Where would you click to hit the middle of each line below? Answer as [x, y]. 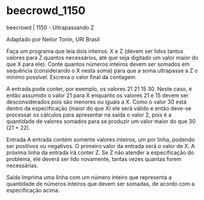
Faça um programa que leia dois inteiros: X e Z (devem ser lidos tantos [95, 51]
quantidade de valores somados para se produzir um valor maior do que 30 [101, 121]
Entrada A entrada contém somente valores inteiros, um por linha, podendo [100, 139]
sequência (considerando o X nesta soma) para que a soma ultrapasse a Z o [102, 70]
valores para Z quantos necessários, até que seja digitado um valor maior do [102, 57]
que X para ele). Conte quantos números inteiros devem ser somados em [98, 64]
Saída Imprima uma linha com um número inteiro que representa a [89, 177]
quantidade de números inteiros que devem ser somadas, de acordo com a [100, 184]
